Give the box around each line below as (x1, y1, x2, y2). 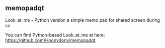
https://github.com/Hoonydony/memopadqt (5, 37, 96, 43)
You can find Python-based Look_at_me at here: (5, 32, 105, 38)
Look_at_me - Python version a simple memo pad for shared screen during (5, 17, 160, 23)
